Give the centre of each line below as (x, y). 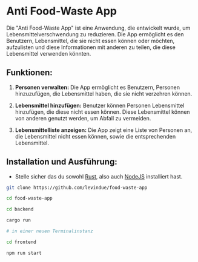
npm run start (24, 253)
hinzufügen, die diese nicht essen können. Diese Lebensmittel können (102, 112)
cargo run (19, 220)
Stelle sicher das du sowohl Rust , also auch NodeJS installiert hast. (99, 176)
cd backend (20, 209)
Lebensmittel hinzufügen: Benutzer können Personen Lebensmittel (100, 105)
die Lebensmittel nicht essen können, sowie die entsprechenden (95, 136)
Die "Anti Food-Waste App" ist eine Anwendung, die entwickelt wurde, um (98, 28)
